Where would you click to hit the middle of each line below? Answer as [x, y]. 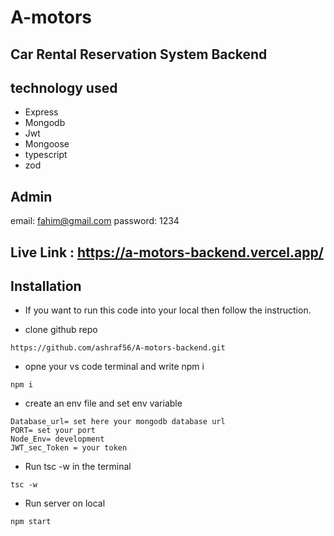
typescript [46, 155]
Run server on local [65, 503]
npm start [31, 522]
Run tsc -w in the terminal [78, 467]
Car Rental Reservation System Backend [139, 54]
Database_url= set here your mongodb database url [118, 422]
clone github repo [61, 330]
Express [41, 112]
